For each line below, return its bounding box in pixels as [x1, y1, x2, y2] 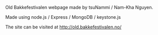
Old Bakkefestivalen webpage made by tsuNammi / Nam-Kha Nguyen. [5, 5, 153, 10]
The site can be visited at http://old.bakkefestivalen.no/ [5, 24, 122, 30]
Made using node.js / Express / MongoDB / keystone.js [5, 14, 121, 20]
